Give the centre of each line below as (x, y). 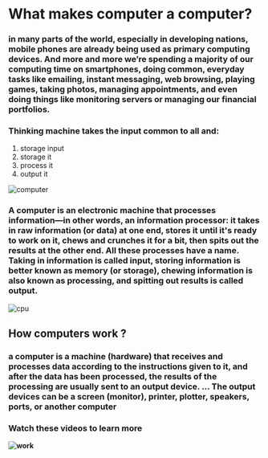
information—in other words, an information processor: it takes (134, 220)
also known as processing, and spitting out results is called (126, 280)
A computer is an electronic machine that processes (112, 211)
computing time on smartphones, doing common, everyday (126, 69)
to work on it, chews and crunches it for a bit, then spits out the (134, 240)
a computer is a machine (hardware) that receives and (116, 357)
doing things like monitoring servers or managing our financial (132, 100)
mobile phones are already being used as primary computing (129, 49)
